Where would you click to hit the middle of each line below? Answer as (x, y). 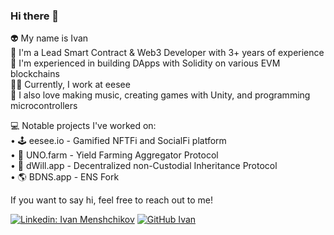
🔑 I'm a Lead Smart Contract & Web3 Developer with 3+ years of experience (167, 53)
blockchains (35, 74)
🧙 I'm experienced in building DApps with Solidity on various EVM (145, 63)
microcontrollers (44, 106)
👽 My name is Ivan (49, 38)
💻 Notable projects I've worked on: (83, 126)
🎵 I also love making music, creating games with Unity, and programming (160, 95)
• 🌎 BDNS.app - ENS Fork (65, 177)
